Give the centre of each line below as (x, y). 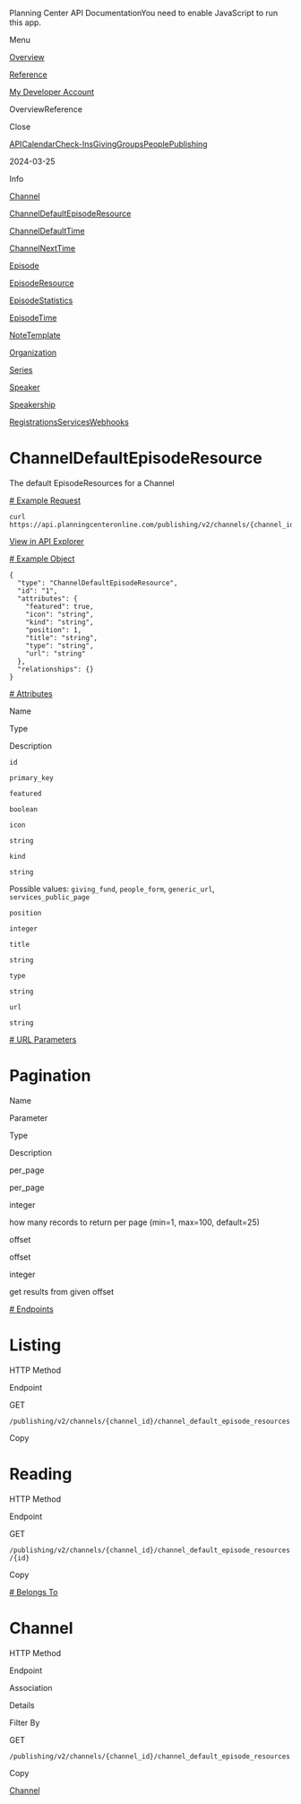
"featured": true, (60, 606)
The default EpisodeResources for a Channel (92, 482)
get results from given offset (62, 1291)
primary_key (31, 778)
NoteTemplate (35, 335)
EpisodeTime (33, 318)
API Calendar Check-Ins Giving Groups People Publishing (108, 144)
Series (21, 370)
